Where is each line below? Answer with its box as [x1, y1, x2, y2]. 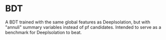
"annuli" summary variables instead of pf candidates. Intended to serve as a [5, 24, 162, 30]
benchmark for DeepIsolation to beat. [5, 29, 82, 35]
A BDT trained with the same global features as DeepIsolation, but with [5, 19, 151, 25]
